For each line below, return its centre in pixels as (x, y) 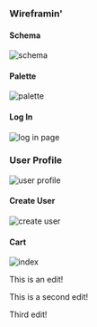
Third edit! (28, 314)
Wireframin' (36, 14)
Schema (25, 35)
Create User (32, 201)
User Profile (36, 160)
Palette (23, 76)
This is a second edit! (49, 297)
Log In (21, 117)
